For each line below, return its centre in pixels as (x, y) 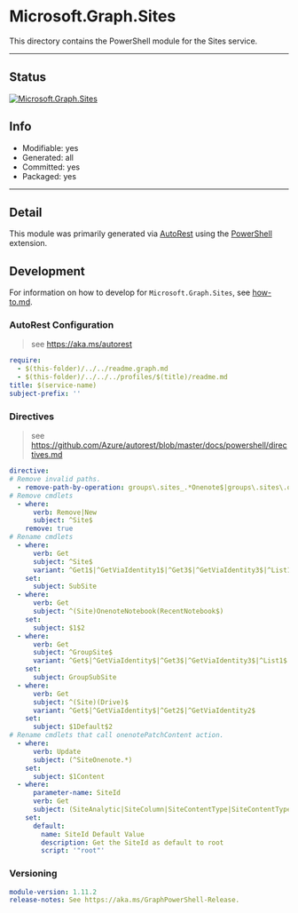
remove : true (49, 529)
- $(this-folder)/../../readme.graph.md (93, 369)
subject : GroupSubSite (74, 678)
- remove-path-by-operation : (71, 487)
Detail (26, 212)
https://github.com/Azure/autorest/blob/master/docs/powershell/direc (159, 445)
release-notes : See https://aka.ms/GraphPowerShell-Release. (125, 900)
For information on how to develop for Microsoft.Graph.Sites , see (130, 293)
